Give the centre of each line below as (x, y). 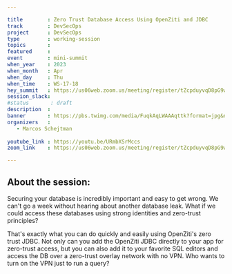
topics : (29, 46)
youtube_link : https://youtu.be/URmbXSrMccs (74, 141)
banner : (29, 116)
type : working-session (54, 39)
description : (29, 110)
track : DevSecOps (44, 26)
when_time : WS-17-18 (43, 84)
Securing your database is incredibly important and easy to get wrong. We (113, 198)
